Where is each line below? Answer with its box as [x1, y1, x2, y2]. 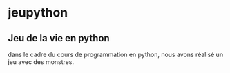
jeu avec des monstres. [8, 58, 75, 66]
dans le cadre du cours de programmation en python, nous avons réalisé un [8, 50, 224, 59]
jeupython [8, 5, 68, 21]
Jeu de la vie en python [8, 32, 110, 44]
